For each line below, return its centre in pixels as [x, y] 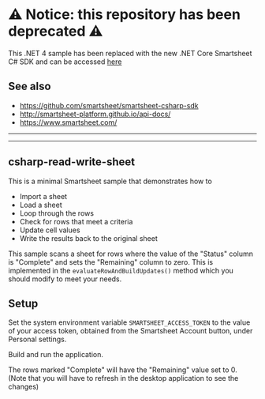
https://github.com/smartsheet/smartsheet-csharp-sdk [109, 105]
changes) [24, 387]
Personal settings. [37, 339]
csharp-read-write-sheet [72, 162]
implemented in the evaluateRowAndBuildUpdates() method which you [121, 270]
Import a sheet [43, 196]
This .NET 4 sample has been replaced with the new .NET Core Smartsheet [130, 53]
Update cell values [50, 230]
